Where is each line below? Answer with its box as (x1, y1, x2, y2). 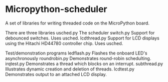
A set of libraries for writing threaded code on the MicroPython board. (5, 20, 149, 26)
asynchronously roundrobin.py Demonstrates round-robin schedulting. (5, 55, 151, 61)
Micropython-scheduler (5, 3, 107, 15)
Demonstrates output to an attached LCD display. (5, 71, 107, 77)
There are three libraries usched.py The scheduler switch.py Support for (5, 29, 155, 35)
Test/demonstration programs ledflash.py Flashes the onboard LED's (5, 50, 147, 56)
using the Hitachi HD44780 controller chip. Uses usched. (5, 40, 123, 46)
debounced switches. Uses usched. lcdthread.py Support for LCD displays (5, 35, 159, 41)
